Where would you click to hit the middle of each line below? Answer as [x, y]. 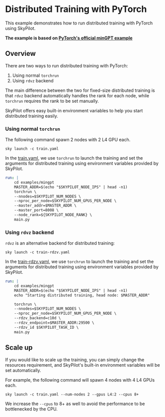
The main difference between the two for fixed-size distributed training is [80, 90]
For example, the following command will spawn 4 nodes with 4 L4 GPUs [80, 380]
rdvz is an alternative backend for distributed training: [60, 243]
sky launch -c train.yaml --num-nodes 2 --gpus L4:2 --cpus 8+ [72, 394]
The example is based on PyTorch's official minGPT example [69, 38]
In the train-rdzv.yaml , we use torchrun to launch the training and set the [80, 262]
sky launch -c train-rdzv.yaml [38, 252]
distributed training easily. [32, 116]
